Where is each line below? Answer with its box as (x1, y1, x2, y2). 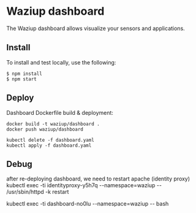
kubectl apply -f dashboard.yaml (6, 142, 92, 149)
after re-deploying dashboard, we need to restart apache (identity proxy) (6, 175, 190, 182)
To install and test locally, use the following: (6, 58, 116, 66)
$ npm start (6, 76, 37, 82)
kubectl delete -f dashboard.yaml (6, 137, 95, 143)
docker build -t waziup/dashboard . (6, 121, 100, 127)
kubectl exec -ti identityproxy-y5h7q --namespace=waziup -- (6, 182, 162, 189)
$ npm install (6, 71, 43, 77)
